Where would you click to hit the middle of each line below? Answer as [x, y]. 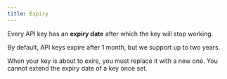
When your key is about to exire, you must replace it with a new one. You [112, 61]
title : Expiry [28, 14]
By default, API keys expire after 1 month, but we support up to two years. [114, 47]
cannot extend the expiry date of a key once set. [77, 68]
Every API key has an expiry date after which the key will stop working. [110, 34]
